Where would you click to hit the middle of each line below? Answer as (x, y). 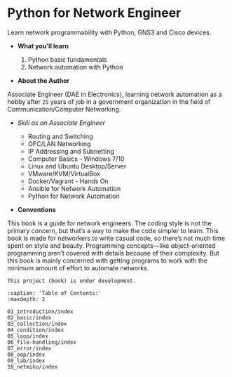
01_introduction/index (40, 311)
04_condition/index (36, 330)
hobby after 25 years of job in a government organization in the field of (109, 101)
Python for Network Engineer (94, 13)
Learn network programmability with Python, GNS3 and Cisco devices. (109, 32)
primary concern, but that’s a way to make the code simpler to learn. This (113, 230)
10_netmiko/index (33, 366)
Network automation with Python (75, 67)
